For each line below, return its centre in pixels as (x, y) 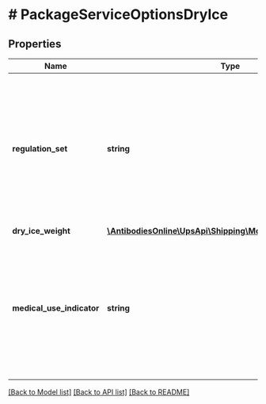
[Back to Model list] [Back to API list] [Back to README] (99, 392)
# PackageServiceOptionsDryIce (118, 15)
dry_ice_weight (42, 231)
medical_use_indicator (56, 308)
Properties (35, 44)
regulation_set (40, 149)
